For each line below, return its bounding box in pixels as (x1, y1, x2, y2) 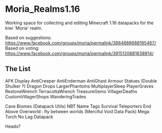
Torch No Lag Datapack (5, 114, 53, 120)
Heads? (5, 123, 21, 129)
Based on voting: (5, 45, 40, 51)
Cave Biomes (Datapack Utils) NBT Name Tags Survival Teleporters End (5, 103, 152, 109)
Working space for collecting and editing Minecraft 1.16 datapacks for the (5, 20, 154, 26)
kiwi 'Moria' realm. (5, 25, 43, 31)
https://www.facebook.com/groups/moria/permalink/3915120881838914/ (5, 50, 154, 56)
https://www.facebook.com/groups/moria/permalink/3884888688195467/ (5, 40, 157, 45)
